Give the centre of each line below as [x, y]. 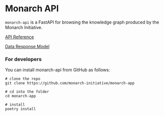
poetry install [21, 109]
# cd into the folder [27, 92]
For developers [23, 59]
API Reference [20, 37]
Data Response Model [27, 46]
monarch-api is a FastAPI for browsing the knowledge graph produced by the [82, 22]
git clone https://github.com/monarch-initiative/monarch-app [70, 83]
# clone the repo [23, 79]
